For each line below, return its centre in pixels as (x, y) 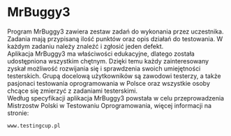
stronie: (18, 113)
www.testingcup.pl (34, 126)
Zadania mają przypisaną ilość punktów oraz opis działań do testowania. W (115, 38)
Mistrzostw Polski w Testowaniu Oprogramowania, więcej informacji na (109, 105)
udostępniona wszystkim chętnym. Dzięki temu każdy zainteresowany (108, 61)
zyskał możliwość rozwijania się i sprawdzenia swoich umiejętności (104, 68)
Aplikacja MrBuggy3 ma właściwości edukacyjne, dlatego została (101, 54)
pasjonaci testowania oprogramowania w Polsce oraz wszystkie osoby (109, 83)
